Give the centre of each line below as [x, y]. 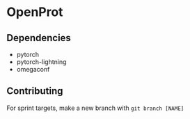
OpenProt [35, 12]
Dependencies [39, 38]
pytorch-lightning [41, 62]
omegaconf [33, 69]
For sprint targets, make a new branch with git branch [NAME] [95, 108]
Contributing [35, 91]
